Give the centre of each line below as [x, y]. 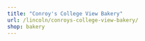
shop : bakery [26, 26]
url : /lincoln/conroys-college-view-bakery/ [73, 20]
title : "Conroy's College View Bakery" [65, 14]
